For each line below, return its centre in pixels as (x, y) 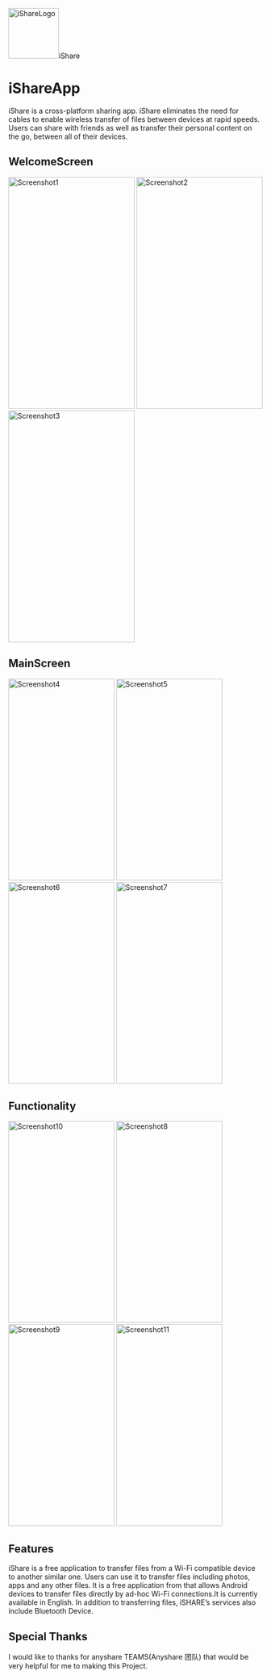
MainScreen (40, 664)
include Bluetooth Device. (51, 1611)
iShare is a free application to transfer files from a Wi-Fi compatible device (132, 1568)
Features (31, 1549)
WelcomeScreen (51, 162)
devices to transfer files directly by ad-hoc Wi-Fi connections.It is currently (133, 1594)
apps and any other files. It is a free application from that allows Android (128, 1585)
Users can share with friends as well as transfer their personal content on (130, 127)
